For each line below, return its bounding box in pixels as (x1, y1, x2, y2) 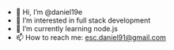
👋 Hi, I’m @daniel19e (15, 8, 83, 16)
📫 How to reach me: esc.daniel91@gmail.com (15, 33, 166, 42)
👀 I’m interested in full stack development (15, 16, 151, 25)
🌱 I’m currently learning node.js (15, 24, 119, 33)
